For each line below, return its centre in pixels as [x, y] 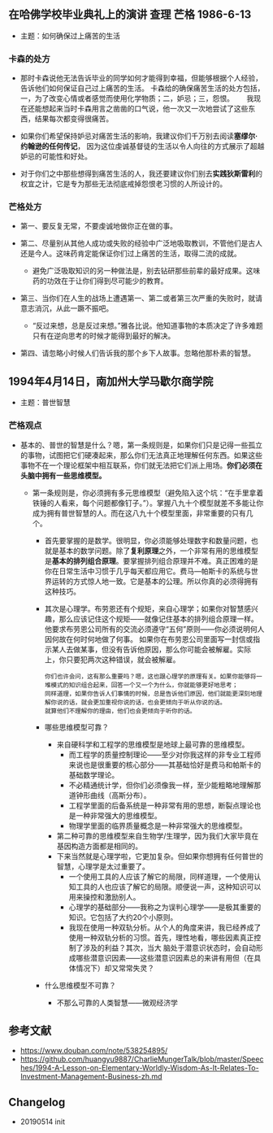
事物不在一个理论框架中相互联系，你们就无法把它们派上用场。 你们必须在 [141, 465]
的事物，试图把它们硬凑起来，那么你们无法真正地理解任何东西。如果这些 [141, 455]
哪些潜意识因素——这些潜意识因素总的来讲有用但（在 [165, 957]
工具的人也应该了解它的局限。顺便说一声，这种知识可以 [169, 887]
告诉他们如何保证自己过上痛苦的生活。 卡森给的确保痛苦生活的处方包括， [142, 89]
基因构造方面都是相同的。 [100, 846]
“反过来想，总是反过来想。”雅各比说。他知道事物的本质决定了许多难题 [147, 326]
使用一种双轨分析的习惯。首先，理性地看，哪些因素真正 [161, 937]
